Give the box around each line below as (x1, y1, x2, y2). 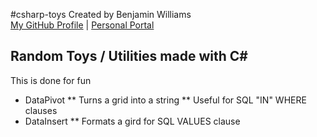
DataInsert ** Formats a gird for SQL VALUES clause (24, 115, 241, 127)
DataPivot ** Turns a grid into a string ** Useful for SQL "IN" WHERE (24, 94, 307, 106)
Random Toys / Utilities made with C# (10, 48, 248, 65)
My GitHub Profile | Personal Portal (10, 19, 155, 31)
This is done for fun (10, 74, 92, 86)
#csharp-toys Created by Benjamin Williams (10, 9, 192, 20)
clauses (24, 104, 58, 116)
